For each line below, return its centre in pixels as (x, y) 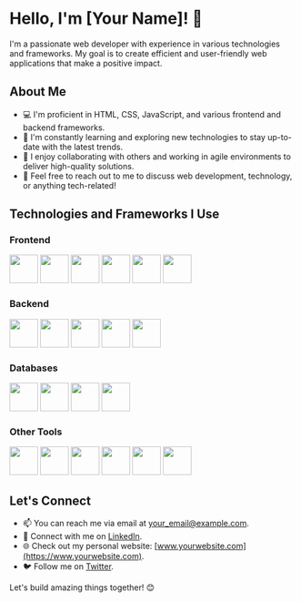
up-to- (280, 137)
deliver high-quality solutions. (78, 166)
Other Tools (36, 432)
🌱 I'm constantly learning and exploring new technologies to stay (144, 137)
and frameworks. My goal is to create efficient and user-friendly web (138, 53)
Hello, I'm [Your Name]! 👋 (106, 19)
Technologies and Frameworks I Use (115, 214)
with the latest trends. (82, 147)
